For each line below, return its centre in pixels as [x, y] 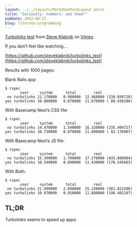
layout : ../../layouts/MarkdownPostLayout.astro [55, 9]
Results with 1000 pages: [30, 70]
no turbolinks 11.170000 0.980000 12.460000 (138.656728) [70, 97]
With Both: [15, 171]
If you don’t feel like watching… [36, 46]
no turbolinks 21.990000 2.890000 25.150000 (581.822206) [70, 189]
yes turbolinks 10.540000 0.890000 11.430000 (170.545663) [69, 162]
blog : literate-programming [33, 23]
